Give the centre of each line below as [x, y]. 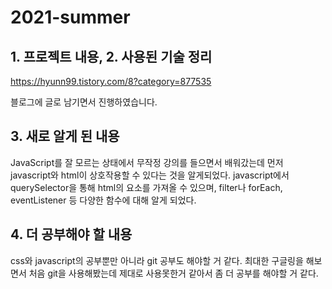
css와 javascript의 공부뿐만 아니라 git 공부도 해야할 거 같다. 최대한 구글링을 [157, 260]
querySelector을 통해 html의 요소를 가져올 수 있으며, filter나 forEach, [146, 187]
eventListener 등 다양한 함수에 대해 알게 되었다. [103, 200]
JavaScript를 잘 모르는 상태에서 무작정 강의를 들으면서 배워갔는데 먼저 [147, 162]
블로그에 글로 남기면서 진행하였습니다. [84, 102]
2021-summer [70, 17]
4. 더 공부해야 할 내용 [71, 234]
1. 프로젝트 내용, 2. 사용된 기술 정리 [111, 56]
